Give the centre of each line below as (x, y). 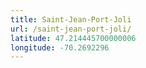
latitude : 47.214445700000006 (73, 38)
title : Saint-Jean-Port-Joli (71, 19)
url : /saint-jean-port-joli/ (71, 29)
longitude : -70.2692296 (60, 47)
